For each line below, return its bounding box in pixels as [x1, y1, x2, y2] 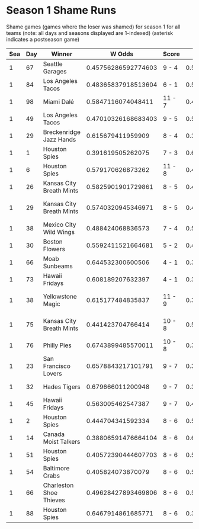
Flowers [43, 245, 65, 253]
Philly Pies [43, 341, 72, 350]
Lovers [43, 369, 62, 377]
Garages [43, 67, 67, 75]
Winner [51, 50, 73, 58]
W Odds [110, 50, 134, 58]
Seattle [43, 60, 63, 68]
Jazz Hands [43, 135, 76, 143]
